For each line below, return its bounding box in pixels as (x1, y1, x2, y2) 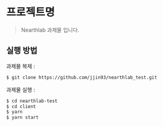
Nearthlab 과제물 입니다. (20, 26, 79, 33)
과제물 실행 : (6, 86, 35, 93)
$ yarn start (6, 115, 39, 121)
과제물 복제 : (6, 62, 35, 69)
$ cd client (6, 103, 36, 109)
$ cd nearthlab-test (6, 98, 58, 104)
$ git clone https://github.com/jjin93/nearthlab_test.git (6, 74, 158, 81)
